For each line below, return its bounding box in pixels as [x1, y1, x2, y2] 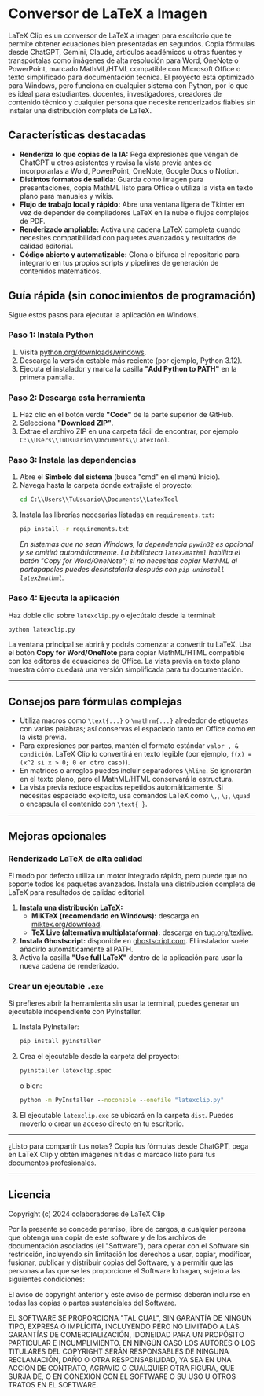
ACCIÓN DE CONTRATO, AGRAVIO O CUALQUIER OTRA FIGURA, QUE [8, 1363, 235, 1372]
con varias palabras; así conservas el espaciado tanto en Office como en [19, 724, 256, 734]
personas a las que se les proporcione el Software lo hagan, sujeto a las [8, 1266, 241, 1275]
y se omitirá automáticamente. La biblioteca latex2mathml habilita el [19, 548, 241, 558]
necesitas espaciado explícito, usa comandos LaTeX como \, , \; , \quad [19, 791, 251, 801]
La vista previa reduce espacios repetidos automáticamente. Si [19, 782, 224, 792]
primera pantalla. [19, 372, 75, 382]
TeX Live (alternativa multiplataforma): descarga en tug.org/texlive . [31, 928, 254, 937]
